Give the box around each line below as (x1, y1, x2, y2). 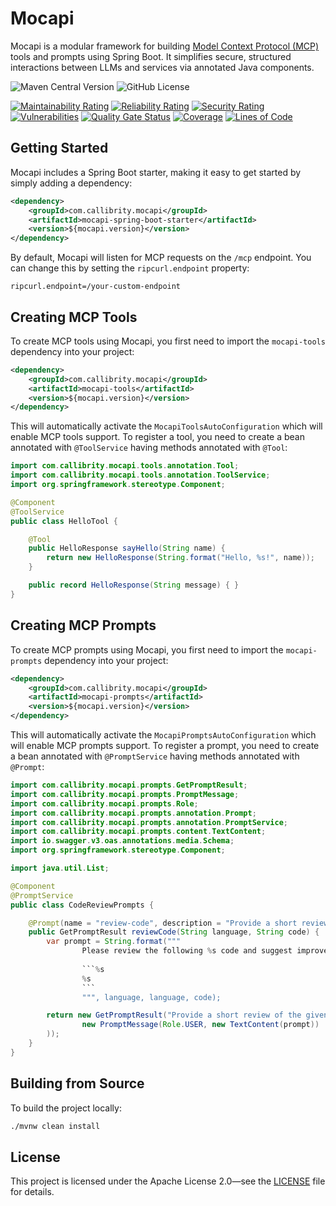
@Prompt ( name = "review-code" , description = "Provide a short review (28, 918, 329, 928)
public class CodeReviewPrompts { (10, 900, 155, 910)
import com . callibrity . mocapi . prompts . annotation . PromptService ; (10, 817, 288, 827)
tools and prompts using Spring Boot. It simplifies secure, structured (10, 50, 292, 62)
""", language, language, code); (81, 992, 222, 1002)
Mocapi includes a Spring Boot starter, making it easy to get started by (10, 166, 302, 178)
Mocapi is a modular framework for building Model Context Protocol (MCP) (10, 40, 320, 52)
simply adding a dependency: (10, 177, 133, 189)
